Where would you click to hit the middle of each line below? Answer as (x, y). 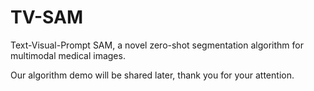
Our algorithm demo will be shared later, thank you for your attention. (152, 75)
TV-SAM (46, 17)
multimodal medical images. (68, 55)
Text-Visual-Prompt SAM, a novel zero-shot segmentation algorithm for (157, 45)
